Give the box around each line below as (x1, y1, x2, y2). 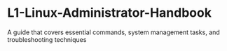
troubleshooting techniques (7, 35, 87, 43)
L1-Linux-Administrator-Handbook (7, 5, 212, 21)
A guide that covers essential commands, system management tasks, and (7, 28, 221, 36)
